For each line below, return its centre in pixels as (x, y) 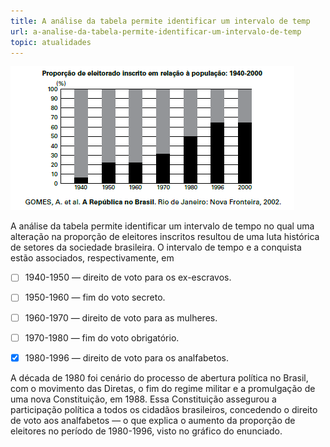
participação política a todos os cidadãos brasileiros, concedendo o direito (164, 409)
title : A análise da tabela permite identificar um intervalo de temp (160, 21)
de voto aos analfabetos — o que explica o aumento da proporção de (153, 420)
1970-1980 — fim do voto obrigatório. (102, 337)
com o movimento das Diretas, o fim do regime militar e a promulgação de (163, 388)
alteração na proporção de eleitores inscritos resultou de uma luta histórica (165, 237)
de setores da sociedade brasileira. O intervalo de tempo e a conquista (156, 247)
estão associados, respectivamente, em (92, 258)
